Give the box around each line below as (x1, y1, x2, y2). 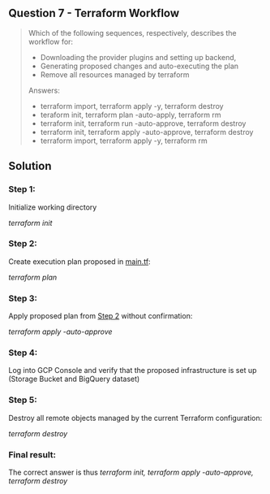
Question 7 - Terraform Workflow (8, 6, 180, 20)
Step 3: (8, 292, 38, 304)
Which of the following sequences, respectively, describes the (28, 28, 237, 37)
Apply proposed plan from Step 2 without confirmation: (8, 311, 193, 321)
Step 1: (8, 184, 36, 195)
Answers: (28, 85, 61, 95)
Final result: (8, 448, 57, 460)
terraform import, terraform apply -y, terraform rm (40, 136, 208, 145)
